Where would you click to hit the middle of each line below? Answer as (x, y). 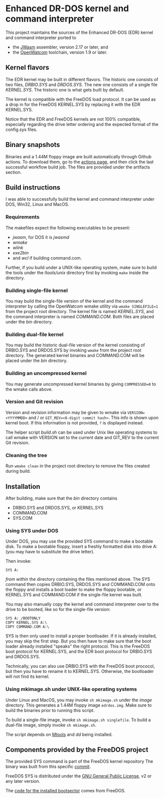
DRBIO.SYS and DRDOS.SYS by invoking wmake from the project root (73, 350)
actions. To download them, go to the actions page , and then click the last (80, 162)
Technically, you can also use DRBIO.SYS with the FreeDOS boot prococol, (80, 666)
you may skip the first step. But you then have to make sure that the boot (78, 641)
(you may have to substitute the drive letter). (50, 552)
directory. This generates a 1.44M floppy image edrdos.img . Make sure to (79, 705)
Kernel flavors (27, 68)
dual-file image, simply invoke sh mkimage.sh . (51, 725)
